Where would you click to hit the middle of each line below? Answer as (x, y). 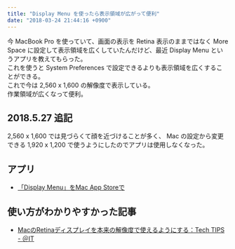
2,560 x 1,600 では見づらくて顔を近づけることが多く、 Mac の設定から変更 (116, 136)
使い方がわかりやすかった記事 (72, 211)
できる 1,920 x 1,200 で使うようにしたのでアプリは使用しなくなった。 (108, 145)
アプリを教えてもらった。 (50, 59)
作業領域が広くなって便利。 (47, 94)
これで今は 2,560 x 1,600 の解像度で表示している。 (81, 85)
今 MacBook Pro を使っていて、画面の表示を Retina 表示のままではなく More (118, 41)
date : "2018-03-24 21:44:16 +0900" (59, 20)
